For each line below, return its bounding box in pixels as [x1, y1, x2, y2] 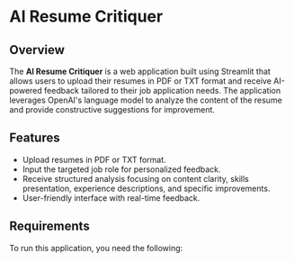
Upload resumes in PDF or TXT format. [22, 154, 166, 165]
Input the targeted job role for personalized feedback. [22, 164, 222, 175]
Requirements [9, 219, 90, 234]
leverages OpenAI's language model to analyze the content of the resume [9, 95, 283, 105]
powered [9, 86, 42, 95]
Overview [9, 42, 66, 58]
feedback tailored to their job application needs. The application [43, 86, 281, 95]
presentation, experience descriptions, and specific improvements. [22, 183, 271, 194]
